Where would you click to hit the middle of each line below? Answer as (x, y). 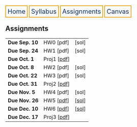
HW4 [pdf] (56, 92)
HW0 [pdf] (56, 42)
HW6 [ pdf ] (56, 109)
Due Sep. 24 (23, 50)
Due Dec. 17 (23, 117)
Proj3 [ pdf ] (57, 117)
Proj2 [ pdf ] (57, 84)
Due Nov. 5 (22, 92)
